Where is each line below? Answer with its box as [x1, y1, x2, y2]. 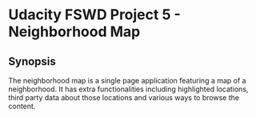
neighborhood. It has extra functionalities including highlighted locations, [8, 84, 249, 94]
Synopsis [8, 54, 56, 68]
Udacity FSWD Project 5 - [8, 6, 182, 24]
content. [8, 102, 36, 111]
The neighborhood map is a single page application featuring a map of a [8, 76, 246, 85]
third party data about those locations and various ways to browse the [8, 93, 240, 102]
